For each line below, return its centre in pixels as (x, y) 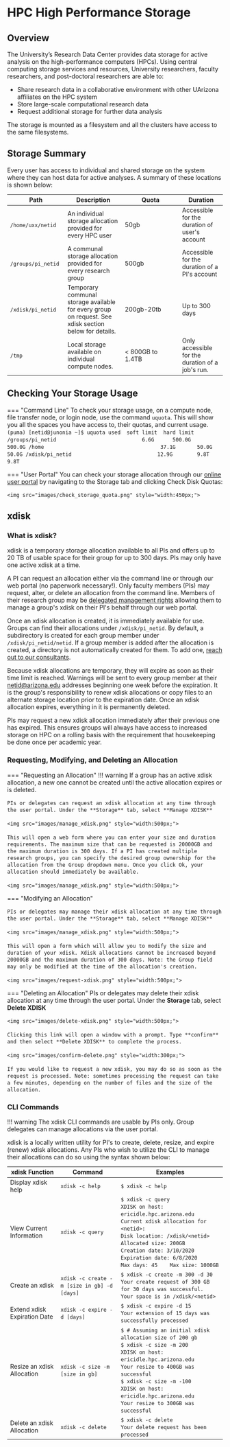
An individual (86, 213)
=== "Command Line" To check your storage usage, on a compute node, (110, 410)
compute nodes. (90, 366)
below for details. (92, 332)
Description (93, 200)
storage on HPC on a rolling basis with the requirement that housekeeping (111, 735)
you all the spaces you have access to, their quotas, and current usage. (108, 424)
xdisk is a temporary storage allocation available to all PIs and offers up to (111, 551)
